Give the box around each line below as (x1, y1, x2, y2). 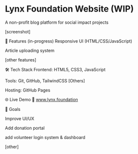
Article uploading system (5, 47, 55, 53)
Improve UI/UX (5, 115, 35, 122)
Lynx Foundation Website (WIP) (5, 3, 134, 15)
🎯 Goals (5, 106, 21, 112)
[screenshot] (5, 29, 30, 34)
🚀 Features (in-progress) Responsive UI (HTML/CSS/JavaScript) (5, 38, 133, 44)
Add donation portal (5, 125, 45, 131)
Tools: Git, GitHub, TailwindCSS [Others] (5, 77, 85, 83)
